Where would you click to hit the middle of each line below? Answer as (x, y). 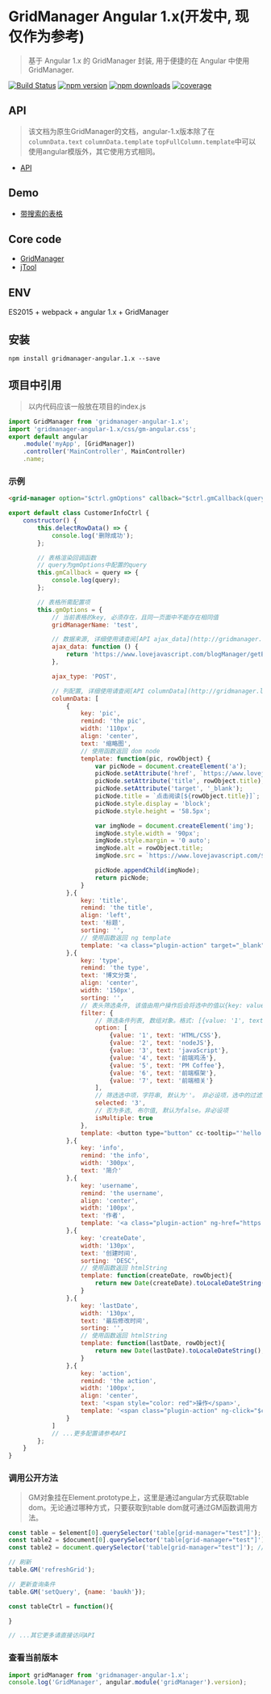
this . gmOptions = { (70, 610)
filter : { (97, 1013)
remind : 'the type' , (115, 968)
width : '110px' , (108, 729)
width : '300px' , (108, 1164)
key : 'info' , (102, 1148)
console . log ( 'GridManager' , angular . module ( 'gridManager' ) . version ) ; (128, 1683)
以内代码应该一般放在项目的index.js (87, 406)
